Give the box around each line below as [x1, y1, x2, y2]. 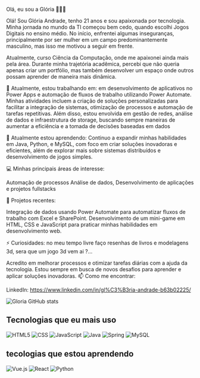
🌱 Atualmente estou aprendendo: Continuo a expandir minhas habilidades [6, 134, 187, 141]
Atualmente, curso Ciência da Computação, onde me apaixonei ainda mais [6, 54, 189, 61]
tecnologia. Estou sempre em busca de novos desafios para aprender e [6, 266, 182, 272]
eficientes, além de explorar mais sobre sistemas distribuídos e [6, 147, 161, 154]
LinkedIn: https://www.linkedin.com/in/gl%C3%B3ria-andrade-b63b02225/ [6, 286, 192, 293]
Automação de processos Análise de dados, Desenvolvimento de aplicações [6, 179, 194, 186]
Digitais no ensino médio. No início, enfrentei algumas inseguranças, [6, 30, 174, 37]
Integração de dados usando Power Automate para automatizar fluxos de [6, 209, 186, 215]
